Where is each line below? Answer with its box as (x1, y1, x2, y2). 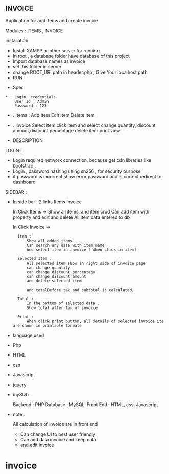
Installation (5, 37, 29, 43)
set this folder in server (12, 63, 62, 69)
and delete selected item (26, 278, 82, 283)
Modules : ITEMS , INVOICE (5, 28, 63, 34)
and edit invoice (20, 442, 54, 448)
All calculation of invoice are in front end (12, 421, 98, 427)
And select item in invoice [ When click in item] (26, 247, 137, 252)
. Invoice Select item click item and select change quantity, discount (12, 122, 156, 128)
